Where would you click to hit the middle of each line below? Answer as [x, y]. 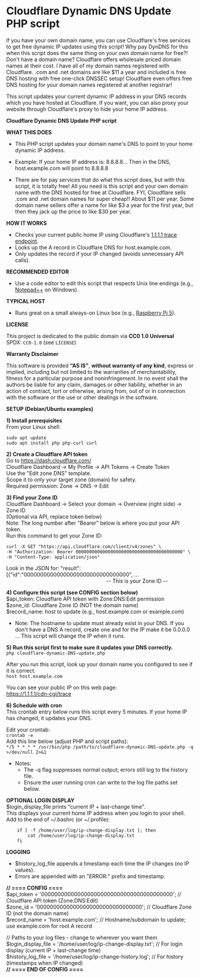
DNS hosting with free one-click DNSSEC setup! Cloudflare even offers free [99, 78]
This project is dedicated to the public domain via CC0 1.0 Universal [90, 336]
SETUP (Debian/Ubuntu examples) [50, 409]
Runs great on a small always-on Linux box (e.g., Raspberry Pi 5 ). [95, 313]
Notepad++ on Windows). [47, 290]
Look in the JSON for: [33, 568]
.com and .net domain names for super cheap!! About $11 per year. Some [104, 199]
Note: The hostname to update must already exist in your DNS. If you [99, 623]
